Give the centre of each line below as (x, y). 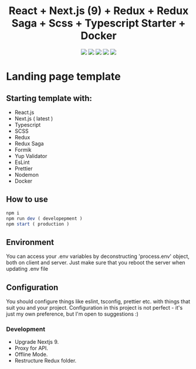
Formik (23, 150)
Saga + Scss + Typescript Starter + (99, 23)
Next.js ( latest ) (34, 118)
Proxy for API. (31, 348)
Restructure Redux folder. (45, 361)
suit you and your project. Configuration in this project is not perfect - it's (94, 308)
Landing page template (64, 77)
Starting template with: (49, 98)
